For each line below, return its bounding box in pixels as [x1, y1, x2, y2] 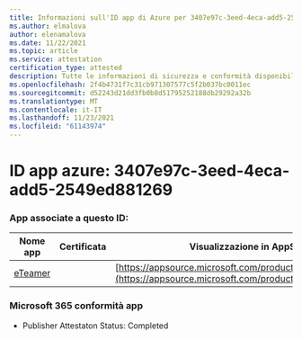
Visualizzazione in [189, 240, 270, 253]
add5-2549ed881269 [9, 180, 173, 201]
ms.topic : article [9, 47, 78, 56]
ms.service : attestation [9, 55, 102, 64]
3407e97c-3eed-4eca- [113, 161, 290, 181]
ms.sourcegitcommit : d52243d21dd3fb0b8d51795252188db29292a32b [9, 88, 252, 97]
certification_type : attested [9, 64, 123, 73]
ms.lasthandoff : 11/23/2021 [9, 113, 115, 122]
